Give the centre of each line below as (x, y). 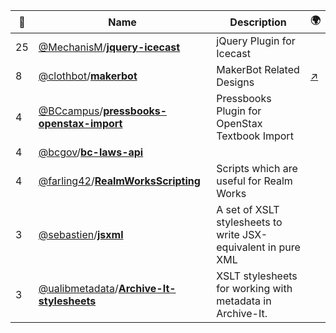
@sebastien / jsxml (81, 234)
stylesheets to (249, 222)
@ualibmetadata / (78, 288)
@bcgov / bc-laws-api (91, 152)
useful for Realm (254, 181)
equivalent (241, 247)
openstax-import (80, 123)
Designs (235, 82)
